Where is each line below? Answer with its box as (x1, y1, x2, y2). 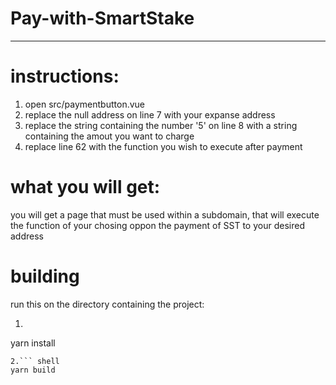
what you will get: (10, 176, 161, 199)
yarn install (10, 337, 56, 349)
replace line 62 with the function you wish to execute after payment (24, 140, 303, 152)
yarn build (10, 365, 56, 375)
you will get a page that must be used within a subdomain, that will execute (10, 208, 320, 221)
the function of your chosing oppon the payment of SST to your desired (10, 219, 305, 231)
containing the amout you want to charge (24, 130, 195, 142)
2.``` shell (10, 356, 60, 366)
